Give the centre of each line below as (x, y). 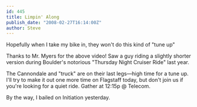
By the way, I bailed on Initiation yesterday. (58, 98)
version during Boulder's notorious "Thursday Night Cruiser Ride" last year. (98, 62)
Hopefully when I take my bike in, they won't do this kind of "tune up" (91, 45)
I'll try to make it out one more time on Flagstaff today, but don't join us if (95, 80)
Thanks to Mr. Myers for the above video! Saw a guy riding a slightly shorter (98, 56)
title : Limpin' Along (33, 17)
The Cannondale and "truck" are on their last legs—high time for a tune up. (98, 73)
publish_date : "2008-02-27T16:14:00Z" (54, 22)
